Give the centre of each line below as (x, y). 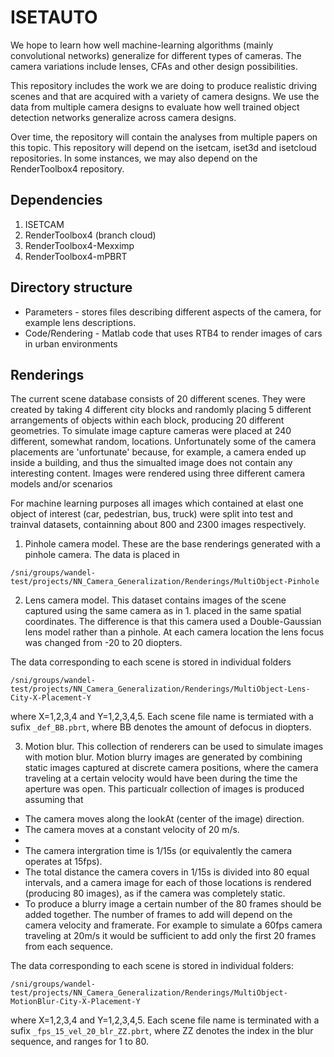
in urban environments (71, 343)
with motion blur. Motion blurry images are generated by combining (163, 757)
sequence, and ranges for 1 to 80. (80, 1042)
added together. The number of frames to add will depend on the (158, 915)
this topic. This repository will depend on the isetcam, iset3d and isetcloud (163, 147)
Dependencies (56, 200)
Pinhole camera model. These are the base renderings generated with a (172, 544)
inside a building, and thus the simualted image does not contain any (151, 463)
